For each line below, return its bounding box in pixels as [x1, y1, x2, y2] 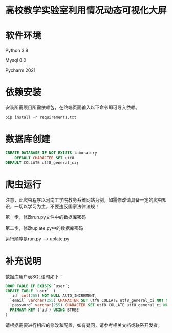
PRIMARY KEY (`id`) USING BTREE [10, 307, 79, 313]
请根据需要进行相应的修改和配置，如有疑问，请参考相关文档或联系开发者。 [5, 322, 162, 328]
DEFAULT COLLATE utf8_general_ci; [5, 160, 79, 165]
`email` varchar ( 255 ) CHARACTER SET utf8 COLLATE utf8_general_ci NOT [10, 298, 164, 303]
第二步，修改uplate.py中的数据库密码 [5, 225, 83, 231]
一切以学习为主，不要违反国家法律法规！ [14, 203, 100, 209]
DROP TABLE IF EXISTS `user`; [5, 283, 70, 289]
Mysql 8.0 [5, 57, 27, 63]
